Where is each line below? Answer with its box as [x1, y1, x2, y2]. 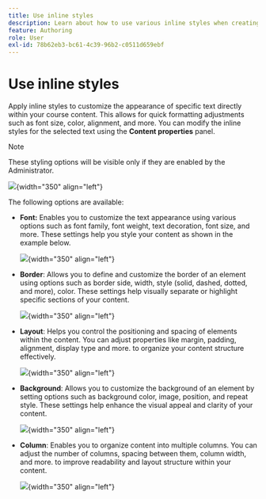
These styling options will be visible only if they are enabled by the [8, 158, 226, 167]
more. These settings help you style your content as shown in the [19, 230, 234, 239]
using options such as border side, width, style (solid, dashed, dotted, [19, 278, 248, 288]
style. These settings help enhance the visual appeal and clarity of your [19, 401, 253, 410]
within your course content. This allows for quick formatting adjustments [8, 110, 245, 120]
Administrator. [8, 166, 54, 175]
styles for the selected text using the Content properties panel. [8, 127, 215, 136]
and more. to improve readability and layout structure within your [19, 457, 231, 467]
